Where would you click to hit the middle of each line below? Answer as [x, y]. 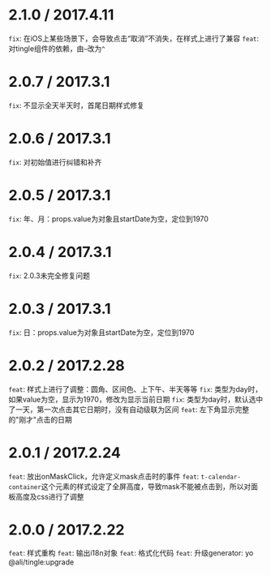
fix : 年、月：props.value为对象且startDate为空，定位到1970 [109, 219]
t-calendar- [221, 477]
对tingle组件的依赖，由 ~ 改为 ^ [57, 48]
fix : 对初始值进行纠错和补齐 [55, 162]
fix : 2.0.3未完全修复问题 [49, 275]
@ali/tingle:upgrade [41, 562]
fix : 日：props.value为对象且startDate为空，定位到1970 [101, 332]
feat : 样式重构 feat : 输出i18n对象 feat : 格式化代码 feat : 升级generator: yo [131, 553]
